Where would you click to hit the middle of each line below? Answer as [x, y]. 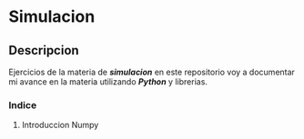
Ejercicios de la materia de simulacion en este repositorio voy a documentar [152, 72]
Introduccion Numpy [60, 125]
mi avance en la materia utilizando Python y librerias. [108, 82]
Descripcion [44, 50]
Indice [23, 104]
